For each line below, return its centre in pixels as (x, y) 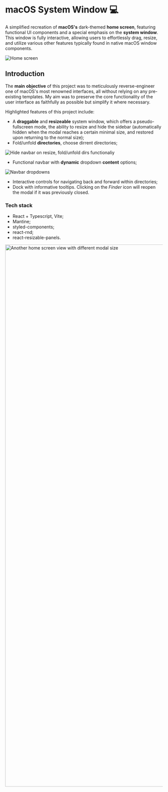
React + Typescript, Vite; (38, 216)
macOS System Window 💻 (62, 10)
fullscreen (23, 126)
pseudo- (146, 121)
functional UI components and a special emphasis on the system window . (82, 32)
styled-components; (33, 227)
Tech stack (19, 205)
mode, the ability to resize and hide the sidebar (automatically (98, 126)
